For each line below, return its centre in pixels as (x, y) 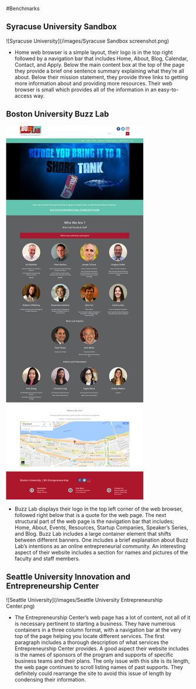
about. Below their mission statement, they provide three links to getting (101, 77)
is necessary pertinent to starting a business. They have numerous (95, 624)
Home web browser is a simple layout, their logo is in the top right (94, 52)
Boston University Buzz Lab (58, 114)
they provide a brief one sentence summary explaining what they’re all (99, 71)
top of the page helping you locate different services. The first (90, 636)
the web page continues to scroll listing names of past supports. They (99, 667)
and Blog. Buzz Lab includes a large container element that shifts (93, 533)
